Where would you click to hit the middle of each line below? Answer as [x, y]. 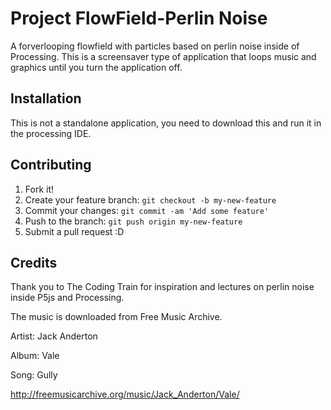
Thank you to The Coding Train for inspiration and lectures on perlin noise [162, 287]
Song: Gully [34, 375]
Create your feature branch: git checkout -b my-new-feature [150, 199]
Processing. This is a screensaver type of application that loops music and [163, 56]
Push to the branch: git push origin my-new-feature [133, 221]
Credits [34, 262]
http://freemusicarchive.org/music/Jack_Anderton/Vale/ [125, 394]
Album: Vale [35, 356]
